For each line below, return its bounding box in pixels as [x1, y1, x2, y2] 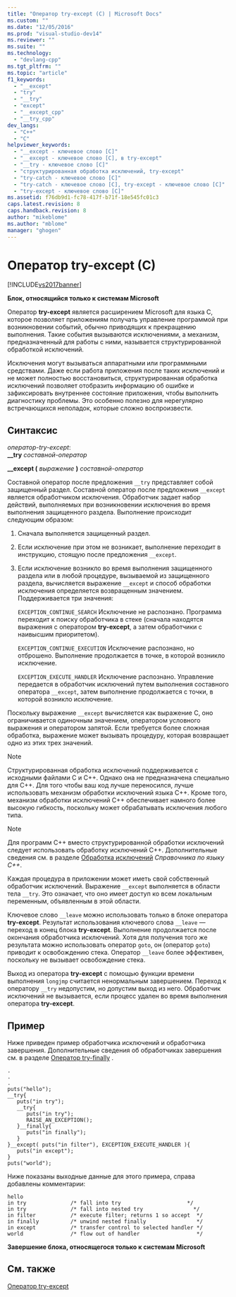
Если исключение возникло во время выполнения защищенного [17, 564, 213, 572]
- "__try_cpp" [13, 115, 55, 122]
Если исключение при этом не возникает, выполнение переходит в [17, 543, 221, 551]
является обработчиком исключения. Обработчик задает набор [7, 493, 201, 502]
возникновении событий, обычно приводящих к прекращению [7, 322, 197, 332]
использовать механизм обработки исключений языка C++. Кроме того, [7, 788, 228, 797]
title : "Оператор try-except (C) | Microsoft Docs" [7, 10, 162, 18]
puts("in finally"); [25, 1129, 87, 1136]
